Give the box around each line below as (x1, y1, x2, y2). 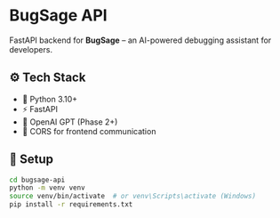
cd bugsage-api (9, 175, 66, 184)
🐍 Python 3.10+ (21, 93, 78, 104)
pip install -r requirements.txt (9, 200, 133, 209)
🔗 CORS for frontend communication (21, 125, 156, 136)
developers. (9, 44, 53, 54)
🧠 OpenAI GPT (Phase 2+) (21, 117, 118, 127)
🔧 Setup (9, 152, 54, 167)
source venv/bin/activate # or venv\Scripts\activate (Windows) (9, 192, 256, 201)
